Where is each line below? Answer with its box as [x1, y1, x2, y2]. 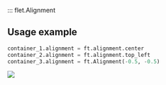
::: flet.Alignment [7, 6, 55, 14]
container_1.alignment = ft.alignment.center [7, 45, 144, 52]
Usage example [7, 26, 78, 38]
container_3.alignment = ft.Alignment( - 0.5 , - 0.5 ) [7, 58, 160, 65]
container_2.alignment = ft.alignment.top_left [7, 51, 151, 58]
